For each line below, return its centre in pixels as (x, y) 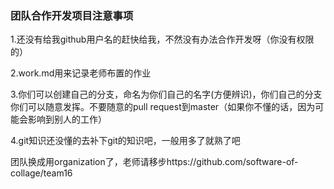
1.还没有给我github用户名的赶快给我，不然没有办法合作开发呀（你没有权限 (162, 39)
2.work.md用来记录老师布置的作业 (81, 73)
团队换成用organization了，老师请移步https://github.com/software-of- (154, 162)
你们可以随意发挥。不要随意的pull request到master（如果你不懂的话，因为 (163, 107)
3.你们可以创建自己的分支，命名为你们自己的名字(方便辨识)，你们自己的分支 (166, 94)
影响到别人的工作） (67, 119)
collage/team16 (41, 173)
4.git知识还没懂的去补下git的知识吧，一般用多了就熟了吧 (125, 141)
